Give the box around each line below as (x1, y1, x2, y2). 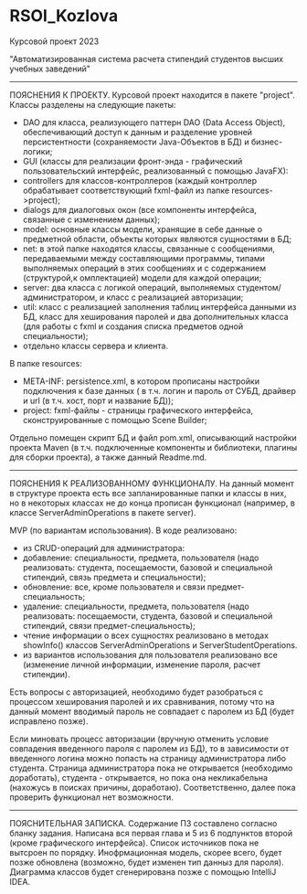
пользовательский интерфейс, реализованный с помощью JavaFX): (22, 165, 289, 176)
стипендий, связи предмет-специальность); (22, 620, 196, 631)
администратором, (22, 292, 98, 303)
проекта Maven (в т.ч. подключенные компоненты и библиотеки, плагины (9, 442, 298, 452)
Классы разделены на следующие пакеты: (9, 99, 176, 110)
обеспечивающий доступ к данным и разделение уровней (22, 126, 253, 137)
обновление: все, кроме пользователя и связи (22, 581, 206, 592)
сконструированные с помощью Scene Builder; (22, 414, 207, 425)
